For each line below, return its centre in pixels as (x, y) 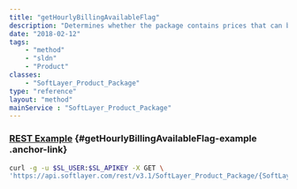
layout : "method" (41, 99)
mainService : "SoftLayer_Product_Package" (91, 108)
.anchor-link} (38, 149)
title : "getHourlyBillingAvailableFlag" (85, 17)
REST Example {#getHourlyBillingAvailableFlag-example (133, 139)
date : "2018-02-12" (45, 34)
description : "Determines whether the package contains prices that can (146, 26)
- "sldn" (41, 58)
